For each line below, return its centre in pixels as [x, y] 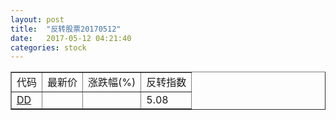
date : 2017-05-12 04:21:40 [71, 38]
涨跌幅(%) [112, 83]
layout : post [37, 19]
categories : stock [48, 47]
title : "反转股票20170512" [66, 29]
